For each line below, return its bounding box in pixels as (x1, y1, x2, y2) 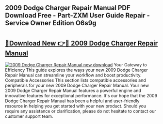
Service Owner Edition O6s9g (5, 19, 97, 27)
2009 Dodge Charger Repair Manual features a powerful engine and (5, 88, 142, 93)
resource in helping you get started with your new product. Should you (5, 103, 147, 108)
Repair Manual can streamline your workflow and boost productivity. (5, 72, 142, 78)
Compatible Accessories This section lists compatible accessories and (5, 77, 147, 83)
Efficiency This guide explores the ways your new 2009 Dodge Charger (5, 67, 148, 73)
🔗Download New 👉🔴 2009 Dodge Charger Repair (5, 39, 158, 47)
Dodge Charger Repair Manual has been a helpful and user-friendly (5, 98, 140, 104)
